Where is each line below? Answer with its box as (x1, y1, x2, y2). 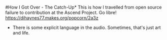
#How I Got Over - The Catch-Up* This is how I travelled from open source (5, 4, 162, 10)
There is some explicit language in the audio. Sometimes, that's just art (12, 24, 161, 30)
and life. (12, 30, 30, 35)
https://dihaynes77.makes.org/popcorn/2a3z (5, 15, 99, 20)
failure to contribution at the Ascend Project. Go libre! (5, 9, 117, 15)
